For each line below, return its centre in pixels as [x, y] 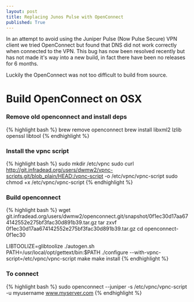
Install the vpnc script [38, 151]
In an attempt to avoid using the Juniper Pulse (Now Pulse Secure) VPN [92, 39]
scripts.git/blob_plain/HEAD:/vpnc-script [55, 176]
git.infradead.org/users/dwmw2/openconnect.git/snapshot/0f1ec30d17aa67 [97, 216]
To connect [22, 274]
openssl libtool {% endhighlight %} [48, 136]
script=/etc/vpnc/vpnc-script [41, 259]
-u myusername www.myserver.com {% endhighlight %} [74, 293]
